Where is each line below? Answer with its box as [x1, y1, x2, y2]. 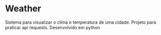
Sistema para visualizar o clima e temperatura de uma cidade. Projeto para [5, 19, 157, 25]
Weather [5, 3, 41, 14]
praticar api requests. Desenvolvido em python [5, 24, 100, 30]
